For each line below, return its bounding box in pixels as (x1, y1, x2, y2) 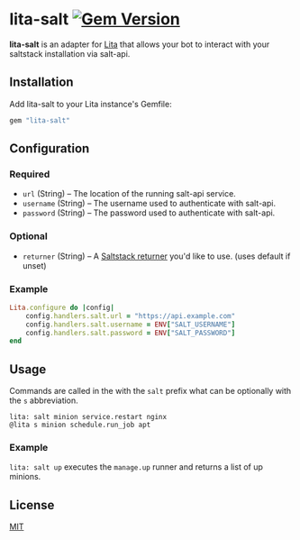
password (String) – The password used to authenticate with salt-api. (22, 207, 276, 218)
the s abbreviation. (9, 395, 78, 406)
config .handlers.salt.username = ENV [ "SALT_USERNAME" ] (25, 320, 236, 329)
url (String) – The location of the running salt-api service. (22, 188, 236, 199)
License (9, 497, 55, 513)
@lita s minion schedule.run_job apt (9, 420, 151, 430)
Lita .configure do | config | (9, 303, 115, 312)
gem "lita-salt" (9, 115, 70, 125)
